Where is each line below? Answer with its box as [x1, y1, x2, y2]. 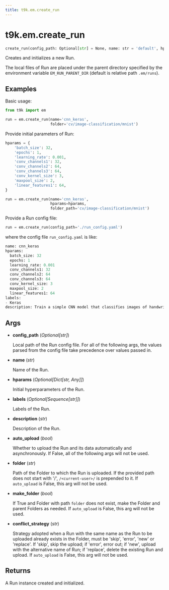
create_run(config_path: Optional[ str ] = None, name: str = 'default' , [5, 46, 158, 51]
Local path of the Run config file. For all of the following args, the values [12, 342, 162, 348]
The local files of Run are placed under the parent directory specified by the [5, 65, 162, 71]
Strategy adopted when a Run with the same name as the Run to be [12, 530, 152, 537]
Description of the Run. [12, 425, 61, 432]
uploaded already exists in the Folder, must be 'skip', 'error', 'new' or [12, 536, 154, 542]
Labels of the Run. [12, 406, 51, 412]
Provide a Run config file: [5, 215, 58, 221]
